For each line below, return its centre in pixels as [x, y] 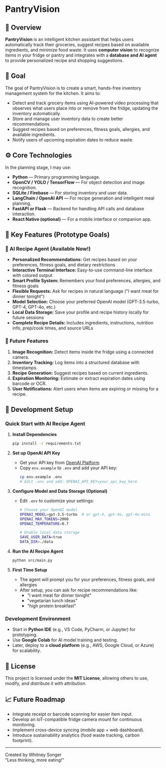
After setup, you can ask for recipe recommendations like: [79, 590]
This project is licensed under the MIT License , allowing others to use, [77, 678]
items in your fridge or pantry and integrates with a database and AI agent [81, 55]
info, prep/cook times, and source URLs [53, 328]
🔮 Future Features [27, 341]
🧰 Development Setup [39, 410]
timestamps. [25, 368]
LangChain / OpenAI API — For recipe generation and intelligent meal [83, 198]
